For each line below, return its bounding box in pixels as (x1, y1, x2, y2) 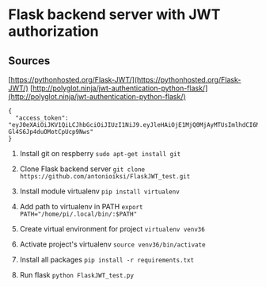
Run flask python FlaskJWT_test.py (19, 270, 135, 279)
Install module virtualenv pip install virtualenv (19, 186, 180, 196)
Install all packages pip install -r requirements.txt (19, 255, 195, 264)
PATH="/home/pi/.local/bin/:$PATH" (19, 210, 138, 218)
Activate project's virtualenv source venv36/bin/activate (19, 239, 206, 249)
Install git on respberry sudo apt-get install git (19, 149, 181, 158)
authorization (8, 22, 99, 40)
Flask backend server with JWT (8, 6, 221, 24)
